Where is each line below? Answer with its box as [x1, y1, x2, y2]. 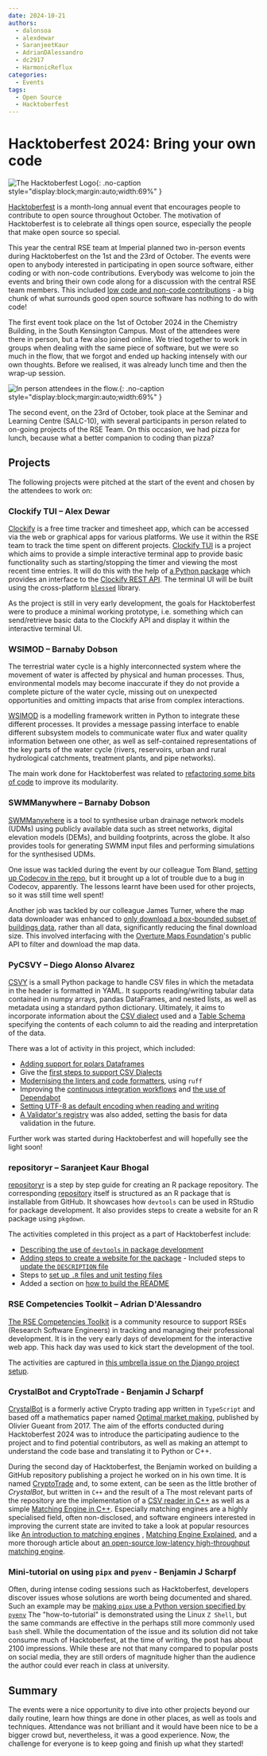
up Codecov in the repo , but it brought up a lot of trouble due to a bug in [8, 873, 245, 883]
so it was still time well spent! [8, 890, 104, 900]
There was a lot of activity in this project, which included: [8, 1044, 195, 1053]
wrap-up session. [8, 368, 66, 378]
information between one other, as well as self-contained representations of [8, 736, 257, 746]
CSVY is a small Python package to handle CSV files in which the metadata [8, 978, 254, 987]
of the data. [8, 1029, 46, 1038]
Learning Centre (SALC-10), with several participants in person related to [8, 416, 247, 426]
